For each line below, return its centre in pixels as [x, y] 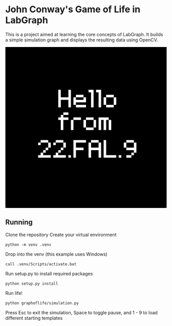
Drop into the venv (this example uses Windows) [56, 254]
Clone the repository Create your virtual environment [61, 235]
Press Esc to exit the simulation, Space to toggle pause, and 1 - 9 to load [81, 312]
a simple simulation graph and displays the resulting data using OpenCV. [82, 40]
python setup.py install [32, 284]
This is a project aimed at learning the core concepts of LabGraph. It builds [84, 34]
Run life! [14, 293]
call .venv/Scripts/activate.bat [41, 264]
